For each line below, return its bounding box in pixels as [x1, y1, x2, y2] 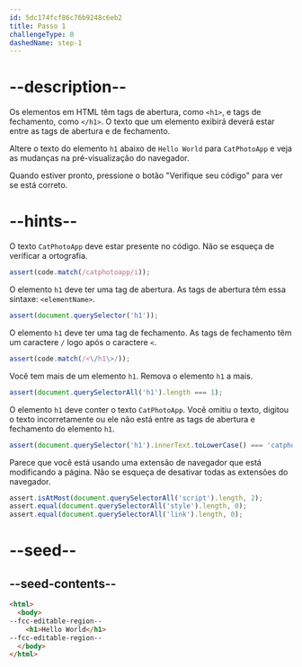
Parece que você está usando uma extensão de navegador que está [9, 457, 262, 467]
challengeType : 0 [9, 30, 75, 39]
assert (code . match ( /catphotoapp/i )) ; [9, 268, 151, 277]
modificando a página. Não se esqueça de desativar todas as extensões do [9, 467, 289, 477]
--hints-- [9, 211, 78, 232]
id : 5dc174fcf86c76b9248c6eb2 [9, 13, 123, 22]
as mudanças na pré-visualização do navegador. [9, 153, 190, 164]
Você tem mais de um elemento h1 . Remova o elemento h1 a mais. [9, 370, 253, 381]
